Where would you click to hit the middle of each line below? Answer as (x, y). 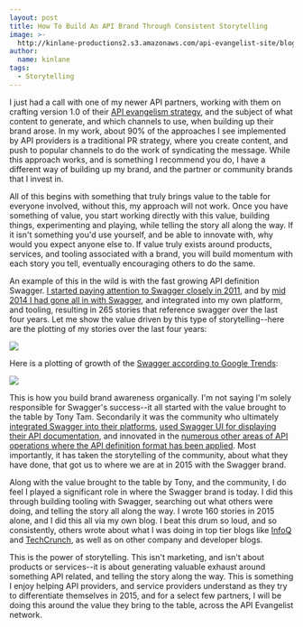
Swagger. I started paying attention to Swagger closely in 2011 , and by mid (148, 290)
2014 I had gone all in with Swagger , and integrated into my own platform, (146, 300)
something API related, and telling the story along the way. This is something (151, 576)
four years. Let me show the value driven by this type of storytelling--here (147, 319)
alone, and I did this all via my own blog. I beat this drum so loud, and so (143, 521)
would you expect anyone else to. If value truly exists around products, (141, 244)
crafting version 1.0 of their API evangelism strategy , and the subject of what (151, 111)
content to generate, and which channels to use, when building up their (142, 121)
